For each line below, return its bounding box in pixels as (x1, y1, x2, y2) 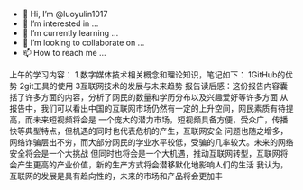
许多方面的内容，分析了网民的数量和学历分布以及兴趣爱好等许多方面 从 (24, 92, 289, 103)
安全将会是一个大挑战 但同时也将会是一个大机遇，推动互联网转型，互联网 (9, 149, 280, 158)
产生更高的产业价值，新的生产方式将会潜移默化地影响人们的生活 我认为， (16, 159, 289, 170)
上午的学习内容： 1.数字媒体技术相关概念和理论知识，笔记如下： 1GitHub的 (9, 69, 286, 80)
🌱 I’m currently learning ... (22, 28, 119, 38)
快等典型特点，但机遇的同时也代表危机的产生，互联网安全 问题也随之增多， (9, 126, 289, 136)
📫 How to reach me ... (22, 48, 106, 58)
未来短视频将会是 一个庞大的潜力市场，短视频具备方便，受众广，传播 (32, 114, 289, 125)
